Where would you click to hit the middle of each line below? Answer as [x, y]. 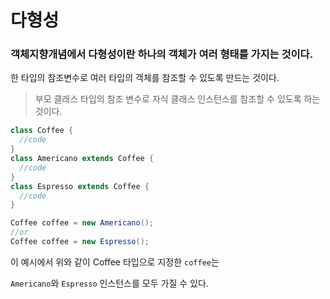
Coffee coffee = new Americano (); [82, 223]
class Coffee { [42, 131]
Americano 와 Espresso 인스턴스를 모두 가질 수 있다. [109, 283]
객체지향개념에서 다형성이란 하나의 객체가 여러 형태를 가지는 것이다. [162, 54]
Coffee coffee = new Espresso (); [80, 242]
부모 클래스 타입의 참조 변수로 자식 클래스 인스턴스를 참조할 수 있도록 [168, 99]
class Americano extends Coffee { [82, 159]
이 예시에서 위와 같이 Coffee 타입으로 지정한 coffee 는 [115, 262]
